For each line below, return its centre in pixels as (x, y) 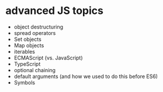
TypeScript (27, 64)
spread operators (35, 33)
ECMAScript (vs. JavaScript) (48, 58)
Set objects (27, 39)
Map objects (29, 45)
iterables (25, 51)
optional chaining (35, 70)
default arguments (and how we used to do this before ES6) (86, 76)
